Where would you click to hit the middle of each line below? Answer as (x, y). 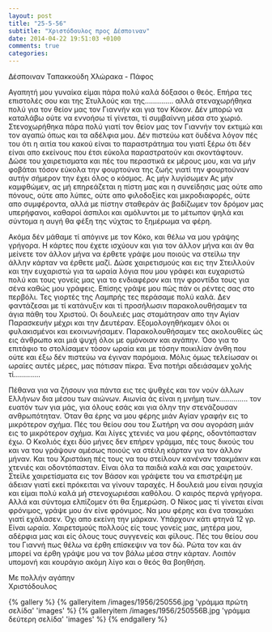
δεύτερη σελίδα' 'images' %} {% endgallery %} (88, 619)
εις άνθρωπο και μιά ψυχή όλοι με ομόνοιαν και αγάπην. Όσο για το (123, 340)
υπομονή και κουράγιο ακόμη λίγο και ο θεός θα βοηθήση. (107, 562)
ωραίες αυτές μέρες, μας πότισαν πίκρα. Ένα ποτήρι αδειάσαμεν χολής (130, 366)
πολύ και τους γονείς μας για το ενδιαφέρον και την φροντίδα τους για (129, 280)
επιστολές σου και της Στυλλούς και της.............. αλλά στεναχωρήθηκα (130, 101)
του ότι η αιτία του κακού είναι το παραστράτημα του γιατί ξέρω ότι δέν (130, 144)
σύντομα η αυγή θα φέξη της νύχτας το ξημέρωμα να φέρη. (110, 221)
